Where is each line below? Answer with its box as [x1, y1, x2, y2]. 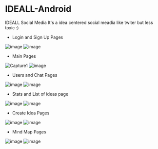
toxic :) [5, 24, 19, 30]
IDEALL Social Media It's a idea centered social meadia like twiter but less [5, 20, 153, 25]
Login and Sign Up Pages [12, 34, 63, 40]
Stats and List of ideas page [12, 91, 69, 97]
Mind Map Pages [12, 128, 46, 135]
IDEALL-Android [5, 3, 72, 15]
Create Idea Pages [12, 110, 50, 116]
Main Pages [12, 53, 36, 59]
